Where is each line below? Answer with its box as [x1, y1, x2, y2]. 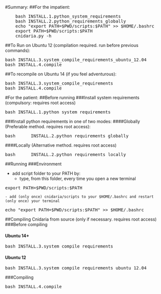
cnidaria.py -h [15, 33, 52, 39]
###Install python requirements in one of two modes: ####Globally [5, 118, 141, 124]
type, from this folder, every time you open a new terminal [19, 176, 136, 181]
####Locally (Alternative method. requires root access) [5, 142, 117, 148]
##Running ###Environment [5, 161, 62, 167]
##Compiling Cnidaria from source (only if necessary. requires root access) [5, 216, 157, 222]
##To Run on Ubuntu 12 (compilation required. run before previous [5, 43, 139, 48]
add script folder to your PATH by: [12, 171, 80, 176]
